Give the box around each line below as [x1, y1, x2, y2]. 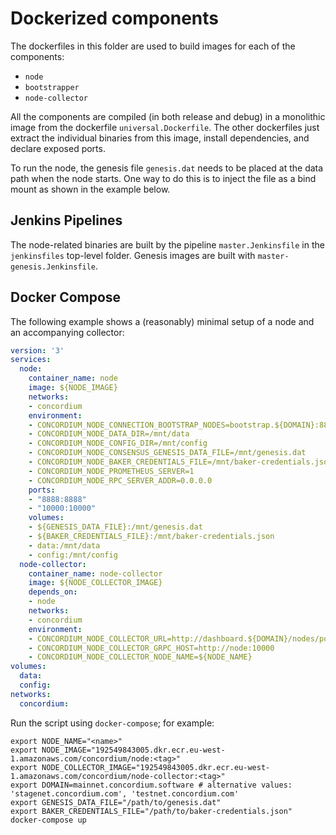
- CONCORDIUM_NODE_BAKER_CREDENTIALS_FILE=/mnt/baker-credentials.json [28, 457, 333, 467]
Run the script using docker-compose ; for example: [10, 717, 215, 729]
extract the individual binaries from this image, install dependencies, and [10, 132, 310, 144]
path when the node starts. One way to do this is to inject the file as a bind [10, 172, 317, 184]
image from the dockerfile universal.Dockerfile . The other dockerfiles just [10, 121, 320, 133]
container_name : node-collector [28, 568, 163, 579]
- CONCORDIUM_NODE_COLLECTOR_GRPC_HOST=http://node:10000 [28, 643, 275, 653]
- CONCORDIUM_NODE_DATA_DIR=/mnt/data [28, 429, 190, 439]
